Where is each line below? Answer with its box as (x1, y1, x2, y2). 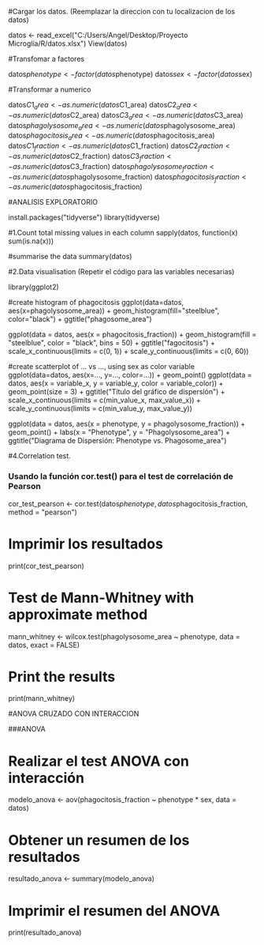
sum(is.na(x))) (8, 236, 54, 246)
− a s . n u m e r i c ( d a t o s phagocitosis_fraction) (8, 182, 143, 192)
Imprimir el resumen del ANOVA (8, 902, 221, 920)
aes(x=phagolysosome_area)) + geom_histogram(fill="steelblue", (8, 306, 220, 315)
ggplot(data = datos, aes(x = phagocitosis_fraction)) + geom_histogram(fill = (8, 329, 257, 339)
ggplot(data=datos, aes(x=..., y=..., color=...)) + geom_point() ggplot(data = (8, 371, 252, 380)
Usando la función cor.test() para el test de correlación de (8, 471, 234, 482)
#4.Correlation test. (8, 451, 71, 461)
